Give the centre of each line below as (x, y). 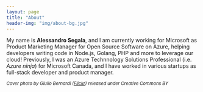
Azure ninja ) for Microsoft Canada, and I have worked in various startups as (101, 66)
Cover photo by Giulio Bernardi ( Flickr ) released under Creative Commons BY (87, 84)
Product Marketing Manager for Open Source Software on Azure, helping (98, 47)
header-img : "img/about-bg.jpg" (47, 23)
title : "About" (26, 18)
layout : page (23, 12)
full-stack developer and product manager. (60, 73)
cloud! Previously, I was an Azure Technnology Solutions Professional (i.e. (99, 60)
